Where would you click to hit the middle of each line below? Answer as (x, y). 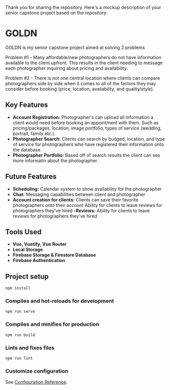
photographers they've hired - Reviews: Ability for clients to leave (81, 211)
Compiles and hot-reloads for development (60, 301)
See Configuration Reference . (36, 382)
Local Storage (28, 250)
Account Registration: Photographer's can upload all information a (83, 117)
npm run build (20, 335)
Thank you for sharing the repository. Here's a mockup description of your (83, 7)
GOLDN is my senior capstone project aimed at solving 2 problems (75, 47)
